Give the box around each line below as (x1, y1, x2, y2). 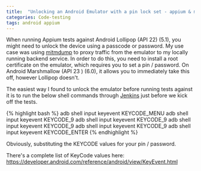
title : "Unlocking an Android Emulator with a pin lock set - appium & (6, 8, 191, 15)
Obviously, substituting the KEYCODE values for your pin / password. (6, 141, 176, 148)
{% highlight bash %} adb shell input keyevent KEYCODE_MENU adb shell (6, 110, 188, 117)
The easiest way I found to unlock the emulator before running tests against (6, 86, 193, 93)
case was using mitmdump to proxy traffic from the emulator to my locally (6, 49, 188, 56)
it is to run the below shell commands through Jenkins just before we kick (6, 92, 188, 99)
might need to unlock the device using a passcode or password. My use (6, 42, 184, 49)
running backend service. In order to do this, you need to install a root (6, 55, 178, 63)
